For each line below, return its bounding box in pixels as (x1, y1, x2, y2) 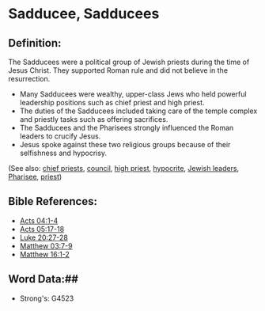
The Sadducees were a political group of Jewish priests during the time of (8, 57, 250, 66)
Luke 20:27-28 (19, 233, 69, 242)
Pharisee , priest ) (8, 172, 62, 181)
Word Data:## (8, 272, 79, 286)
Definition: (8, 36, 62, 50)
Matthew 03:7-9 (19, 241, 73, 250)
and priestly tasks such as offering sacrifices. (19, 115, 168, 123)
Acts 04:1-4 (19, 215, 59, 226)
